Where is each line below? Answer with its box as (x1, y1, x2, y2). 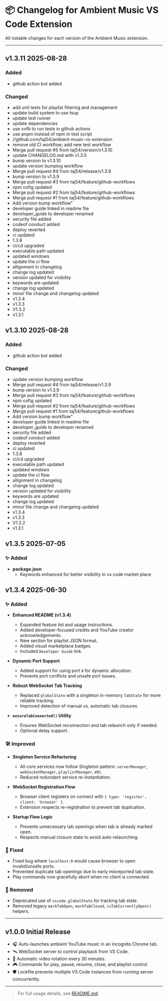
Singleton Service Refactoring (12, 753, 76, 759)
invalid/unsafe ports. (12, 863, 55, 869)
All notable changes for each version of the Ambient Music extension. (5, 35, 149, 41)
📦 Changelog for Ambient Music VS (5, 4, 159, 16)
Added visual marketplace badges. (19, 643, 92, 649)
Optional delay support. (19, 727, 68, 733)
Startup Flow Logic (12, 813, 53, 819)
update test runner (12, 115, 51, 121)
